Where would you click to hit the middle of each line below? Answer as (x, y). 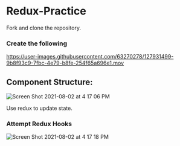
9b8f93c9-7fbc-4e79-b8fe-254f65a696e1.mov (65, 63)
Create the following (37, 43)
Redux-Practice (46, 11)
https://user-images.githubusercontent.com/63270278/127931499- (90, 57)
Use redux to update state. (39, 108)
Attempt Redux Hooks (39, 124)
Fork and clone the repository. (44, 28)
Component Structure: (50, 82)
